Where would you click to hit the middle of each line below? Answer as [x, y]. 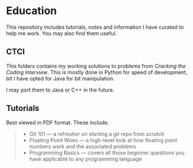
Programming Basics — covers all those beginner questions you [107, 152]
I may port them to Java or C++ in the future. [60, 90]
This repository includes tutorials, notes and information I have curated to [95, 27]
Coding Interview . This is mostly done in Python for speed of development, [97, 72]
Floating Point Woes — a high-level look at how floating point [103, 140]
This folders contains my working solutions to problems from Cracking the [96, 66]
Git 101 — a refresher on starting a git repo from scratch [97, 134]
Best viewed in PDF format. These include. [58, 122]
